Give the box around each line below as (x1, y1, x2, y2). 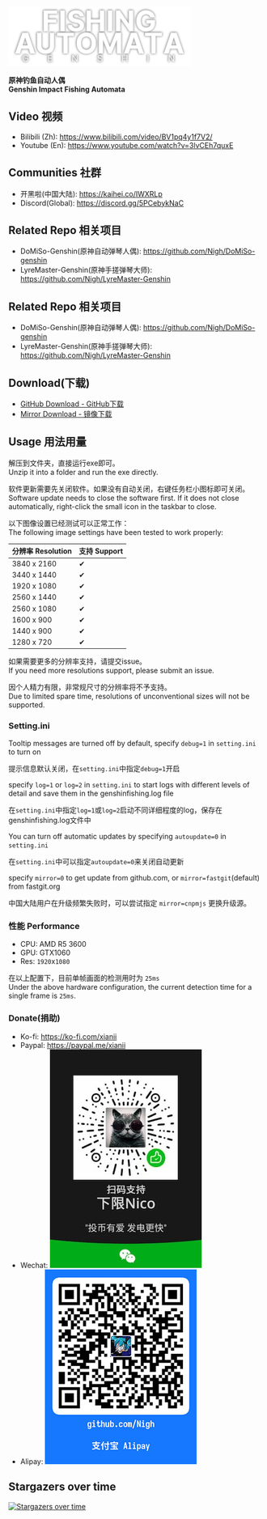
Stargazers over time (8, 1480, 117, 1494)
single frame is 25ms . (8, 991, 77, 1001)
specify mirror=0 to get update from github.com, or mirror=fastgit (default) (8, 873, 261, 883)
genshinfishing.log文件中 (8, 816, 91, 825)
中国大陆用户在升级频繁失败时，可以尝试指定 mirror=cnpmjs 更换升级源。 (8, 898, 251, 908)
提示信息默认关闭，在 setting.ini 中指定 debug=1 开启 (8, 764, 180, 774)
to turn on (8, 747, 41, 757)
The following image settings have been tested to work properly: (8, 527, 224, 537)
